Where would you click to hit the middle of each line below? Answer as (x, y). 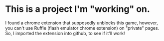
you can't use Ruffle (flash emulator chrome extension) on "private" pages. (82, 28)
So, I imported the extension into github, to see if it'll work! (65, 33)
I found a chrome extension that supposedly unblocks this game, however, (82, 23)
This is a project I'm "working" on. (78, 9)
